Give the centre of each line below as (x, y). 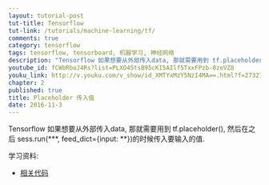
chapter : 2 (26, 82)
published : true (35, 90)
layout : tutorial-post (46, 16)
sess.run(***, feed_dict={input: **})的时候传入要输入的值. (111, 139)
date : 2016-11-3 (35, 105)
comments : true (34, 38)
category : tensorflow (44, 46)
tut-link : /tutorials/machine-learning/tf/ (82, 30)
